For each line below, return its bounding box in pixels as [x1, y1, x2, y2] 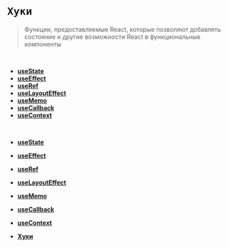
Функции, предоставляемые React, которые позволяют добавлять [24, 25, 222, 33]
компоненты [24, 40, 62, 48]
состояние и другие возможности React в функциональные [24, 33, 201, 41]
